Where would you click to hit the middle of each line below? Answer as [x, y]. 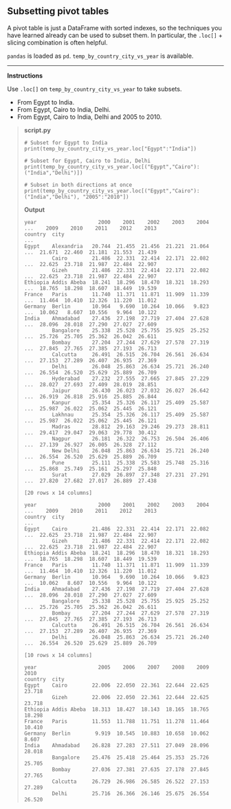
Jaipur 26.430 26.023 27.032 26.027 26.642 [131, 390]
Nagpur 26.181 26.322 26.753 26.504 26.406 [131, 439]
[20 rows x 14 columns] [58, 493]
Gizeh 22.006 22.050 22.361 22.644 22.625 [131, 697]
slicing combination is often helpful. [57, 42]
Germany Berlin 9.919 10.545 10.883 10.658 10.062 [117, 733]
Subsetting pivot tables [58, 11]
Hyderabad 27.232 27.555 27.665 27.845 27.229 [131, 378]
